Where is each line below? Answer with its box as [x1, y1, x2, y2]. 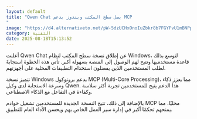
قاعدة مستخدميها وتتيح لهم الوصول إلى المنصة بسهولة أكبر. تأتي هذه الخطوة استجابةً [6, 58, 189, 65]
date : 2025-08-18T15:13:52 [6, 36, 72, 42]
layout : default [6, 8, 46, 15]
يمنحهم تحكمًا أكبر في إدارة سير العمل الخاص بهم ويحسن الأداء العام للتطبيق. [6, 106, 173, 113]
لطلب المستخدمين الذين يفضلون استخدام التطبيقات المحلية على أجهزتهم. [6, 64, 166, 71]
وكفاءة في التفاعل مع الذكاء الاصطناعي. [6, 89, 93, 95]
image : [6, 25, 22, 31]
